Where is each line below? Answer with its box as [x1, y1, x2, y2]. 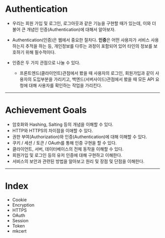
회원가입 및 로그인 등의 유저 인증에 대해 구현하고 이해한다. [12, 152, 123, 158]
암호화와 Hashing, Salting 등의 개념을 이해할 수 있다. [12, 121, 114, 127]
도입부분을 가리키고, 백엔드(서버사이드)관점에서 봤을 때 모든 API [32, 76, 155, 82]
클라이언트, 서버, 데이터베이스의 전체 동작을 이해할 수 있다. [12, 146, 124, 152]
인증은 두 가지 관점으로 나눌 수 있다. [12, 59, 81, 65]
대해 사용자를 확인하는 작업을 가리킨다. [28, 82, 103, 88]
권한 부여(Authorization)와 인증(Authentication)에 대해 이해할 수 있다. [12, 134, 147, 140]
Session [12, 217, 28, 223]
